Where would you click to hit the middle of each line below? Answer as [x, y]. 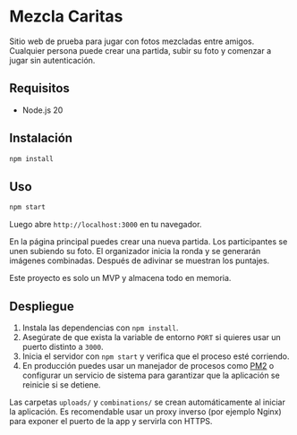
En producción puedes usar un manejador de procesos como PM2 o [148, 365]
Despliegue [42, 306]
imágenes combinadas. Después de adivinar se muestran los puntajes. [140, 260]
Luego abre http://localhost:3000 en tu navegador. [106, 225]
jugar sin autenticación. [52, 60]
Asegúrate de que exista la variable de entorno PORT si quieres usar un [152, 337]
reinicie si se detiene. [61, 384]
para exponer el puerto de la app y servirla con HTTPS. [111, 421]
